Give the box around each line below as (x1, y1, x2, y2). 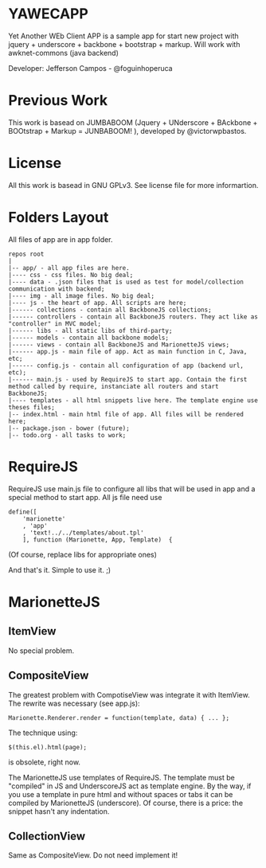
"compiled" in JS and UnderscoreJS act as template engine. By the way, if (8, 781, 252, 791)
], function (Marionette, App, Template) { (22, 535, 173, 544)
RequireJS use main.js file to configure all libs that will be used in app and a (8, 483, 256, 494)
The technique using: (8, 728, 78, 737)
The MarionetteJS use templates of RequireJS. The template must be (8, 772, 235, 782)
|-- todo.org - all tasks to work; (8, 431, 127, 439)
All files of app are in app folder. (8, 234, 113, 244)
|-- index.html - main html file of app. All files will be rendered (8, 410, 244, 418)
